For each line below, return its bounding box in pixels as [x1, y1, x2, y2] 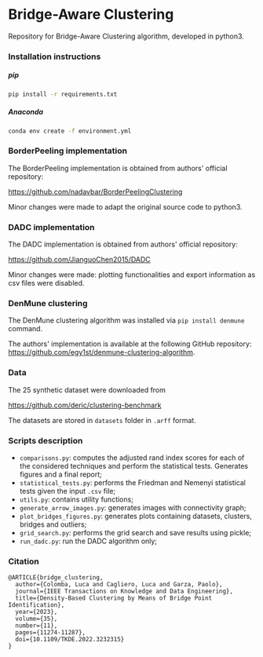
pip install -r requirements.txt [8, 90, 118, 98]
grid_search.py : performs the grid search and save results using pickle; [19, 528, 252, 538]
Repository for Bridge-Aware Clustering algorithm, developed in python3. [8, 31, 245, 41]
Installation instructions [8, 51, 101, 62]
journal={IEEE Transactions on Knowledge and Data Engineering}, [15, 587, 234, 596]
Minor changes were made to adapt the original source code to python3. [8, 202, 243, 211]
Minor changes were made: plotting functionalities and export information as [8, 270, 256, 279]
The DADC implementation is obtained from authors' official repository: [8, 239, 238, 249]
